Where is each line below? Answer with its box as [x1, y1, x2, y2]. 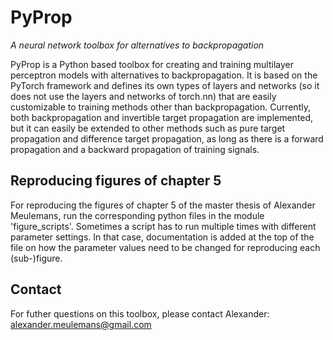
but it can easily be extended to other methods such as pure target [10, 122, 286, 134]
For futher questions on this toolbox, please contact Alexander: [10, 307, 270, 320]
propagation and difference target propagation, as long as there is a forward [10, 132, 324, 145]
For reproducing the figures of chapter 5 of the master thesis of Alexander [10, 199, 316, 211]
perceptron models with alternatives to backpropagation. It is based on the [10, 69, 318, 81]
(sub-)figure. [10, 252, 63, 264]
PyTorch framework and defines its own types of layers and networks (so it [10, 79, 320, 91]
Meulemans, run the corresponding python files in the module [10, 209, 265, 221]
